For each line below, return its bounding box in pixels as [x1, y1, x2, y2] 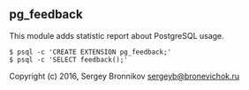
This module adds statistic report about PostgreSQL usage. [9, 30, 225, 41]
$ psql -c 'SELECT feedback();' [9, 55, 128, 64]
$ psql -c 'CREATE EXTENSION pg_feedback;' [9, 48, 172, 56]
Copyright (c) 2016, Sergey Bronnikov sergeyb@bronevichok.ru [9, 71, 240, 81]
